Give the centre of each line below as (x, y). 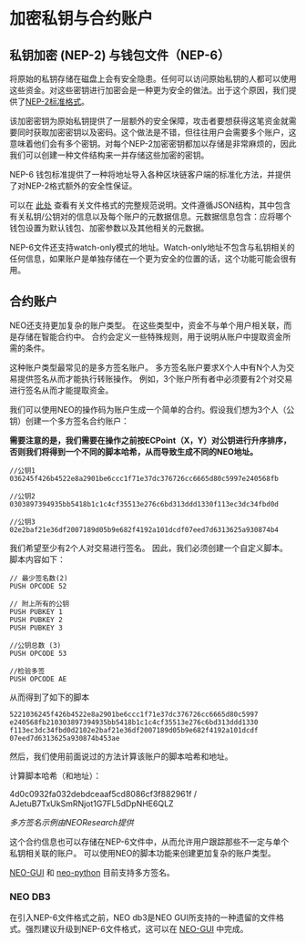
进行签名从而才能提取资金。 (61, 390)
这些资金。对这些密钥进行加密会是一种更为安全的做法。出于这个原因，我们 (149, 90)
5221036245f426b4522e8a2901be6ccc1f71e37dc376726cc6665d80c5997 (134, 714)
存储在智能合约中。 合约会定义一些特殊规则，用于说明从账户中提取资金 (150, 336)
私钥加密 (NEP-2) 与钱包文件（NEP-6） (120, 55)
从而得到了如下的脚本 (49, 697)
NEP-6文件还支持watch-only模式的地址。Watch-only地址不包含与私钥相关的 (152, 247)
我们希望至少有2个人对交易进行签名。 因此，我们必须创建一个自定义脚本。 (149, 548)
